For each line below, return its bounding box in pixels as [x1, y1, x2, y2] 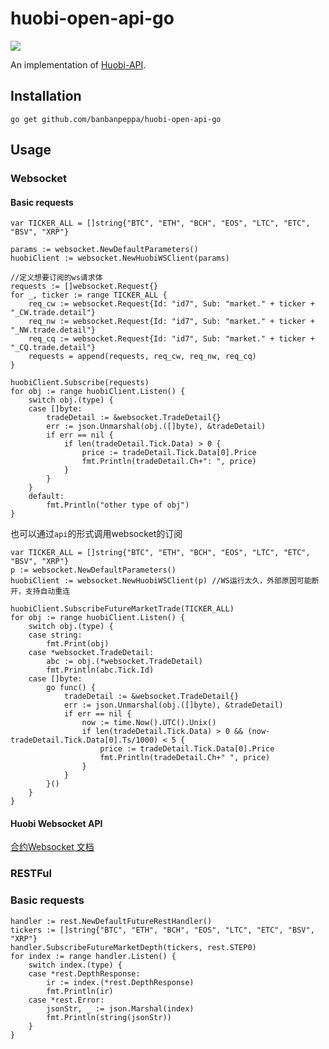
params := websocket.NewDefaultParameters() [10, 245, 199, 255]
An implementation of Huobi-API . [10, 58, 147, 71]
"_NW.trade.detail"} [10, 325, 97, 336]
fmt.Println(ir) [46, 986, 114, 996]
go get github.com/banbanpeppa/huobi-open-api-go [10, 114, 222, 124]
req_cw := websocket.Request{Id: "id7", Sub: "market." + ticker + [28, 299, 315, 309]
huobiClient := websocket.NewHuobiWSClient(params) [10, 253, 230, 264]
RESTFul [10, 867, 52, 881]
